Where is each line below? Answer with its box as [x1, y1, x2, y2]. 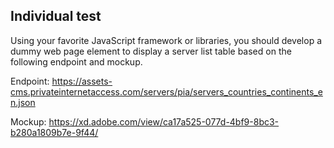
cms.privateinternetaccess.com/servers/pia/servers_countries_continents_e [10, 85, 323, 98]
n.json [10, 96, 36, 108]
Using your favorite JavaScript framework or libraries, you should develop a [10, 34, 323, 46]
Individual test [10, 8, 102, 25]
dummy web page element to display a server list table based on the [10, 45, 292, 57]
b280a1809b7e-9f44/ [10, 126, 99, 138]
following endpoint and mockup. [10, 55, 143, 68]
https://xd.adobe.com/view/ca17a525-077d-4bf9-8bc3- [48, 115, 280, 128]
